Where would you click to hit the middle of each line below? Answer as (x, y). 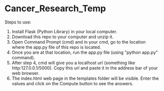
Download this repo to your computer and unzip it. (63, 37)
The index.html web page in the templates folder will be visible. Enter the (85, 78)
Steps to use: (18, 22)
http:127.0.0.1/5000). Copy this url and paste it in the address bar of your (85, 68)
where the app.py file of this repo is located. (56, 47)
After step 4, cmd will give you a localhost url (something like (73, 63)
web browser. (26, 73)
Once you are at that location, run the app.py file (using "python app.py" (85, 52)
